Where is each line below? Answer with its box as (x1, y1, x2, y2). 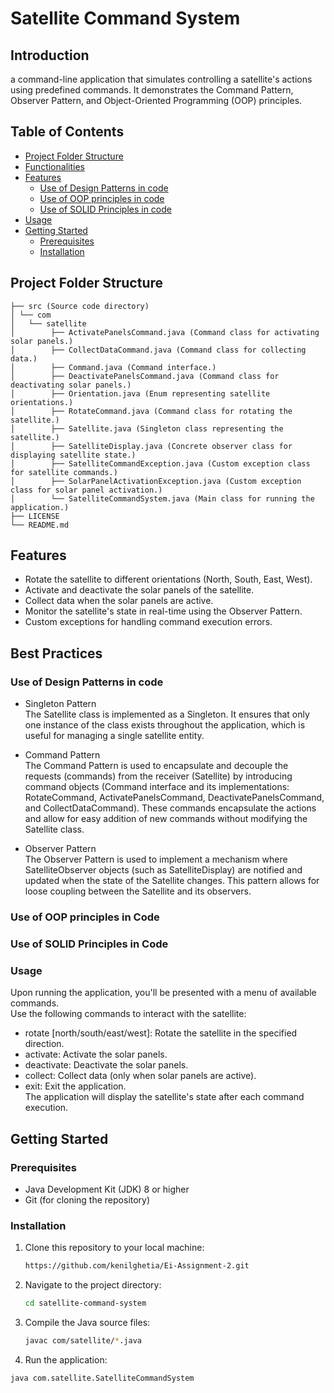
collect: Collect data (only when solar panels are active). (24, 1070, 257, 1082)
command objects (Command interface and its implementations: (24, 781, 290, 793)
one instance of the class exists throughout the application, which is (24, 719, 306, 731)
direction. (24, 1038, 65, 1050)
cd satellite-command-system (24, 1298, 147, 1309)
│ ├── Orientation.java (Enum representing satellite (10, 388, 271, 399)
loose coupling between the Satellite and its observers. (24, 885, 252, 897)
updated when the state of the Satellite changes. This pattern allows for (24, 875, 320, 887)
